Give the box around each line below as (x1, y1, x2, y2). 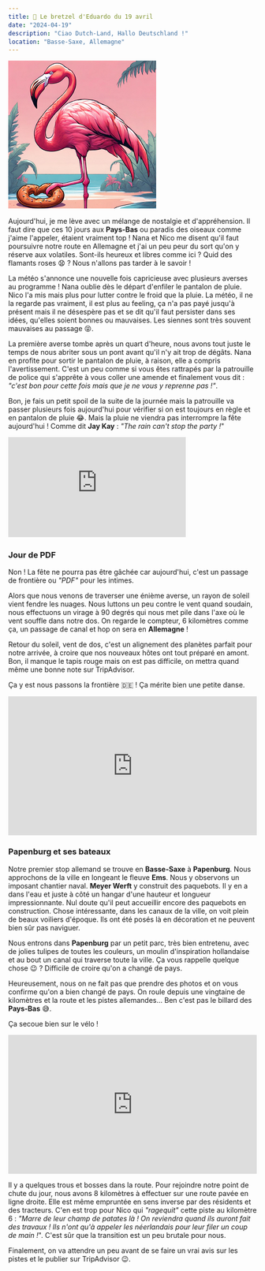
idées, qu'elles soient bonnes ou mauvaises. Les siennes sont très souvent (8, 315, 251, 325)
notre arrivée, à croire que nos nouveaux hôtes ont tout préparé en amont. (8, 648, 250, 658)
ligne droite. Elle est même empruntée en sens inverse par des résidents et (8, 1197, 252, 1206)
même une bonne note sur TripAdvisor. (8, 665, 136, 674)
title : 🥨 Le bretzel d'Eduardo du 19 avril (8, 13, 154, 20)
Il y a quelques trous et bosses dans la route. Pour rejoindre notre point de (8, 1180, 249, 1190)
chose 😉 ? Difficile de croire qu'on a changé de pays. (8, 963, 183, 973)
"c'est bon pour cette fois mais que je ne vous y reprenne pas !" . (8, 381, 218, 390)
